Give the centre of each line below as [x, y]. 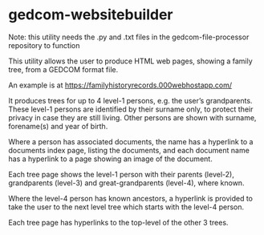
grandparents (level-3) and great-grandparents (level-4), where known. [126, 183]
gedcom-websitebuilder [91, 15]
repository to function [44, 45]
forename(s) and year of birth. [58, 126]
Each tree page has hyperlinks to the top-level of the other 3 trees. [118, 222]
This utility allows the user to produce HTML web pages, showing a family [130, 61]
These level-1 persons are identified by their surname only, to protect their [131, 109]
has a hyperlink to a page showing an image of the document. [110, 159]
